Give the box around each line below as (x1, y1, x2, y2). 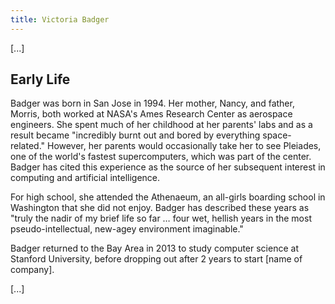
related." (10, 140, 46, 152)
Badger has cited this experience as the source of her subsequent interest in (10, 161, 326, 173)
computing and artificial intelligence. (10, 172, 161, 184)
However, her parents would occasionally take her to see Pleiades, (46, 140, 322, 152)
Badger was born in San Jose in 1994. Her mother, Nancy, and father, (10, 97, 295, 110)
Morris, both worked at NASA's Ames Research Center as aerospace (10, 108, 293, 120)
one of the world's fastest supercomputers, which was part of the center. (10, 151, 312, 163)
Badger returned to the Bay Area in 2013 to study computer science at (10, 242, 299, 255)
